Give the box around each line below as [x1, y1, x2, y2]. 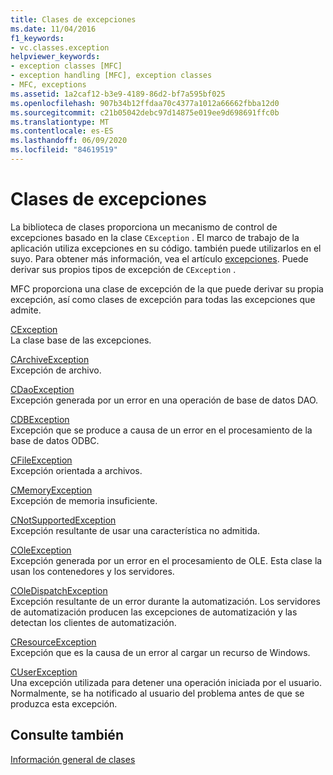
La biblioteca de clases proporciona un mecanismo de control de [10, 221, 278, 233]
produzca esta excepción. [10, 697, 118, 710]
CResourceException [10, 636, 97, 648]
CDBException [10, 413, 70, 425]
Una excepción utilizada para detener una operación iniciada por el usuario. [10, 676, 322, 688]
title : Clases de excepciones [10, 14, 137, 25]
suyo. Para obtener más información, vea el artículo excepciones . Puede [10, 252, 309, 265]
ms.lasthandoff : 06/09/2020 [10, 136, 128, 146]
